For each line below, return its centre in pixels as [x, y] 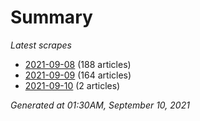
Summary [51, 17]
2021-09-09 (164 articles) [78, 75]
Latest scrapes [41, 45]
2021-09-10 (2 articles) [72, 85]
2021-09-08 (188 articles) [78, 64]
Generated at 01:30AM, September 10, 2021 [100, 105]
